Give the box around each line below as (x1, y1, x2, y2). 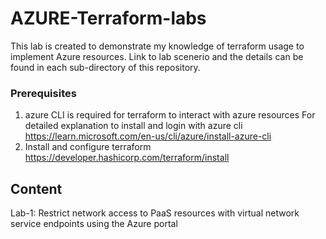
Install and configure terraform (24, 141, 152, 153)
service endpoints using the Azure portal (10, 218, 178, 230)
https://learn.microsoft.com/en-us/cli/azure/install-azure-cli (24, 130, 272, 142)
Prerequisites (10, 86, 77, 100)
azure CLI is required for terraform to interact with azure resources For (24, 109, 316, 121)
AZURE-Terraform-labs (10, 7, 207, 30)
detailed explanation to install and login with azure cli (24, 120, 243, 132)
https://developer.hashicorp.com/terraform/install (24, 152, 230, 164)
